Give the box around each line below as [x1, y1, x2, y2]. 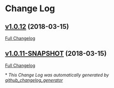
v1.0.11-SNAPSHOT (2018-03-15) [5, 49, 107, 58]
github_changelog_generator [5, 77, 63, 83]
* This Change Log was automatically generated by [5, 72, 109, 78]
